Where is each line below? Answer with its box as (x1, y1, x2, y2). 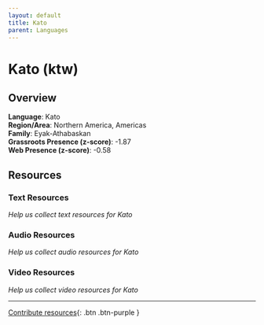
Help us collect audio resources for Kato (8, 247, 139, 257)
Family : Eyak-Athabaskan (8, 129, 92, 138)
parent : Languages (8, 26, 68, 34)
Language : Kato (8, 112, 60, 122)
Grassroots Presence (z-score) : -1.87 (8, 137, 131, 146)
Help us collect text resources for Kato (8, 210, 133, 220)
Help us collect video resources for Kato (8, 285, 139, 294)
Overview (8, 91, 57, 105)
